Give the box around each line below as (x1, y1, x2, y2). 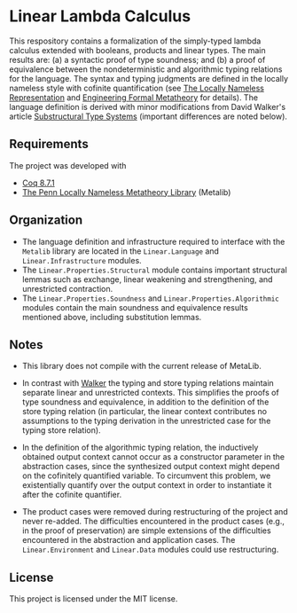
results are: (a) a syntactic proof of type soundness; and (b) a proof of (9, 54, 266, 65)
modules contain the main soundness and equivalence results (21, 302, 248, 312)
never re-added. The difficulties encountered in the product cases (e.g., (21, 516, 285, 527)
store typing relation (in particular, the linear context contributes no (21, 406, 268, 417)
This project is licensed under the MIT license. (9, 593, 178, 604)
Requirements (9, 137, 89, 152)
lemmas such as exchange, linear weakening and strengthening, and (21, 273, 273, 285)
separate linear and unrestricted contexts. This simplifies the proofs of (21, 388, 279, 398)
